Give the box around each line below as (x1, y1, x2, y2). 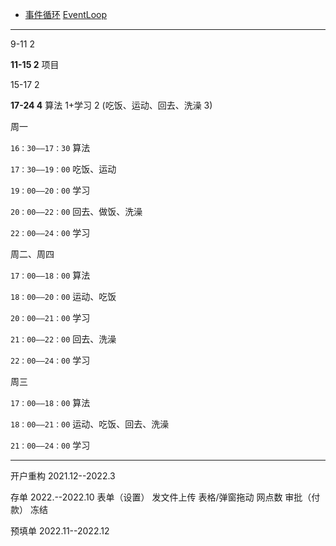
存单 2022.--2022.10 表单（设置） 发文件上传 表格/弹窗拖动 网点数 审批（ (10, 491, 312, 503)
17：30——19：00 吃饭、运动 (10, 163, 117, 175)
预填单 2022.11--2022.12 (10, 525, 110, 537)
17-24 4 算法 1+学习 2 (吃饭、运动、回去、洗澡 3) (10, 99, 213, 111)
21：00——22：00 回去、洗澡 (10, 333, 117, 345)
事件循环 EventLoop (24, 9, 108, 20)
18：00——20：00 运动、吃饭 (10, 291, 117, 302)
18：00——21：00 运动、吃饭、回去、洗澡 (10, 418, 170, 430)
